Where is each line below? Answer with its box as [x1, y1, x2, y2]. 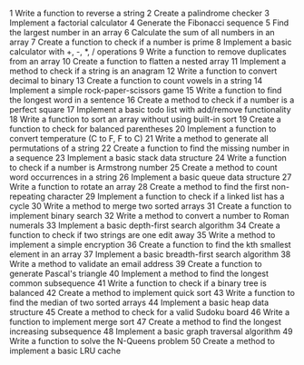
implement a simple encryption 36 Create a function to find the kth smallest [9, 240, 292, 250]
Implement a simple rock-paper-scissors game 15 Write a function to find [9, 85, 282, 95]
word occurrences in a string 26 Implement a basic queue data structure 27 [9, 172, 292, 182]
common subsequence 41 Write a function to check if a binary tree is [9, 278, 268, 289]
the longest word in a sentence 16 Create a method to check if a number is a [9, 94, 295, 105]
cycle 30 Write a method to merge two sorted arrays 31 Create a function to [9, 201, 292, 212]
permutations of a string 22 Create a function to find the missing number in [9, 143, 290, 153]
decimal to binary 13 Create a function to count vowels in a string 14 [9, 75, 263, 85]
